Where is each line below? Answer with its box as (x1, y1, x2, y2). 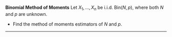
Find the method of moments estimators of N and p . (12, 21, 122, 27)
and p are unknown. (5, 11, 48, 17)
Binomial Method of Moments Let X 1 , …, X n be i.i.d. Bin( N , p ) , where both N (5, 5, 164, 12)
